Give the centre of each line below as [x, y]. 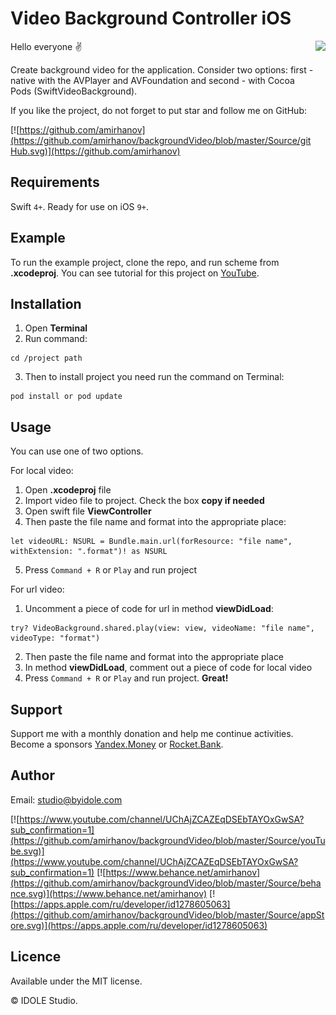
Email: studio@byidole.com [66, 799]
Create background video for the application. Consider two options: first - [162, 69]
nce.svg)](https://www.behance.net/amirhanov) [109, 893]
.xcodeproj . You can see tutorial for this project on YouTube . [135, 273]
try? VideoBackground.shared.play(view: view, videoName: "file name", [162, 628]
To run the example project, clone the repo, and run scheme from [145, 262]
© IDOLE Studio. [44, 1000]
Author [32, 775]
